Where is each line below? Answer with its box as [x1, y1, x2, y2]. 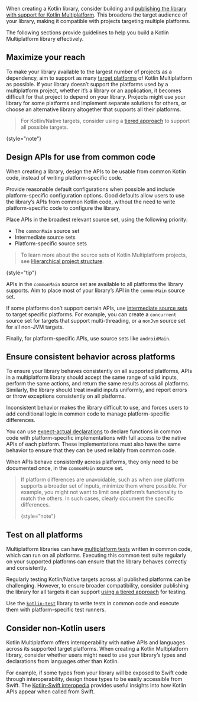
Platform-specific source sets [14, 239, 87, 247]
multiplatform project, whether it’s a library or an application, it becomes [6, 87, 181, 94]
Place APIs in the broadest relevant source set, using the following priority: [6, 216, 188, 223]
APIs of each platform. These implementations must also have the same [6, 440, 181, 448]
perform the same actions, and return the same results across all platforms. [6, 380, 190, 387]
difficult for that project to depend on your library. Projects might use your [6, 93, 186, 100]
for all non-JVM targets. [6, 323, 64, 330]
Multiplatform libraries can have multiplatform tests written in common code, [6, 546, 192, 553]
